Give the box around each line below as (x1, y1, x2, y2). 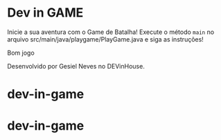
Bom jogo (7, 49, 35, 57)
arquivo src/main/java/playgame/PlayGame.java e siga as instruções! (7, 35, 204, 43)
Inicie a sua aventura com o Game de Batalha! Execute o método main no (7, 28, 215, 36)
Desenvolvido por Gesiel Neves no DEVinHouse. (7, 62, 145, 70)
